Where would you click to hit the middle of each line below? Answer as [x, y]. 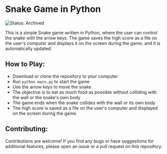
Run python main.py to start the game [51, 81]
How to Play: [25, 64]
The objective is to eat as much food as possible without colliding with [84, 92]
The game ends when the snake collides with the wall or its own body [84, 103]
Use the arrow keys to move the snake [52, 87]
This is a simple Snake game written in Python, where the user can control [82, 32]
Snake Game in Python [53, 9]
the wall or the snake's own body [46, 97]
